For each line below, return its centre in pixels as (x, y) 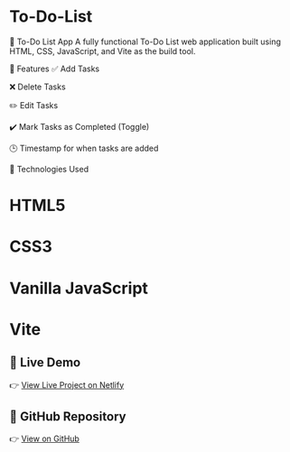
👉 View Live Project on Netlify (67, 384)
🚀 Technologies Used (49, 169)
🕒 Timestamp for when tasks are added (84, 148)
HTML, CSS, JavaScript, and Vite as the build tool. (103, 51)
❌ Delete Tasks (37, 87)
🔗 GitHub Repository (68, 416)
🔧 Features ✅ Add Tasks (55, 69)
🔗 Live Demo (45, 363)
